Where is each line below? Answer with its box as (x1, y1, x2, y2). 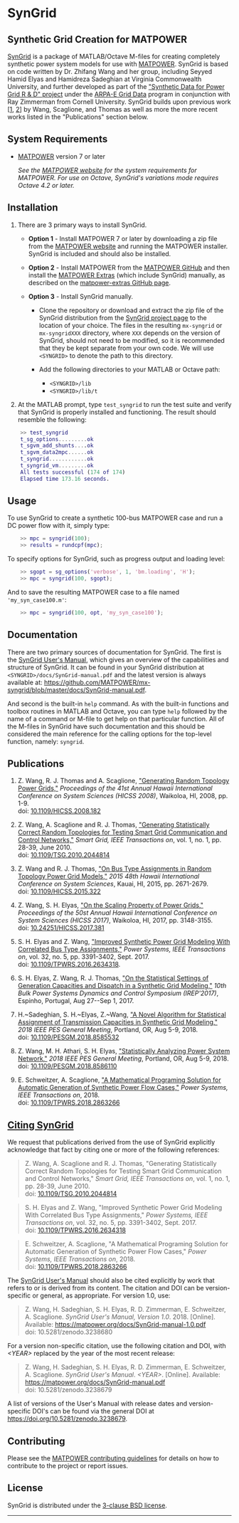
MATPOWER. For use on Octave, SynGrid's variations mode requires (17, 173, 219, 182)
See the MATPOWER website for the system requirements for (17, 166, 197, 174)
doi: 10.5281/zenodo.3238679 (24, 1386, 112, 1394)
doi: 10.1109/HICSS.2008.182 (17, 807, 101, 815)
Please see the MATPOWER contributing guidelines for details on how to (7, 1454, 219, 1463)
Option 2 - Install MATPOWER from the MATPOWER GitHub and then (28, 263, 230, 272)
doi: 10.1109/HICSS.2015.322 (17, 887, 101, 896)
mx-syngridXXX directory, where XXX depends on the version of (38, 329, 221, 337)
